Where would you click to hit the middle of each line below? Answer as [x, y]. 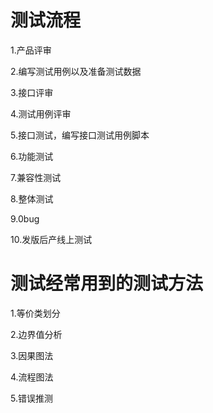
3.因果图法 [32, 355]
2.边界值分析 [36, 334]
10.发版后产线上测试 [51, 239]
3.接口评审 [32, 92]
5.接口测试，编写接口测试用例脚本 [80, 135]
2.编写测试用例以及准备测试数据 [76, 71]
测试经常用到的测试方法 [107, 283]
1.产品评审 [31, 50]
